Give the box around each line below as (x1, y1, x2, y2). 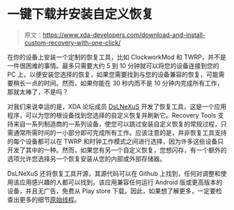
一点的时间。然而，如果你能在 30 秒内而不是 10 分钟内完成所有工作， (25, 79, 224, 87)
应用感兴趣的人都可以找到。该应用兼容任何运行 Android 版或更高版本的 (19, 178, 223, 186)
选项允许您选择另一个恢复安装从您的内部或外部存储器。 (7, 154, 166, 163)
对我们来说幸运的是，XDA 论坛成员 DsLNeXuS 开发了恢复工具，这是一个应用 (7, 102, 227, 111)
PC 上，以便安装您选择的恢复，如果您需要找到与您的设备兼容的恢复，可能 (7, 70, 219, 79)
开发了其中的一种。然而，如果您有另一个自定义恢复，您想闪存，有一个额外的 (7, 145, 227, 154)
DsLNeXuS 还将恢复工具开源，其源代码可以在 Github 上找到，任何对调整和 (7, 169, 221, 177)
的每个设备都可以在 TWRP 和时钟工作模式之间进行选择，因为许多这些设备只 (7, 137, 224, 145)
